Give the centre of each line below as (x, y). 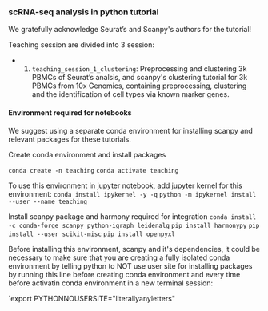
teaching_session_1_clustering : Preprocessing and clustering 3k (139, 69)
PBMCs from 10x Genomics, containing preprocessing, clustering (139, 86)
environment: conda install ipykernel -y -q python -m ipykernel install (132, 193)
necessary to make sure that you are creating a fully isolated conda (119, 257)
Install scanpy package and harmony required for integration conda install (132, 216)
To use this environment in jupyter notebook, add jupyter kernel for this (125, 185)
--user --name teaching (48, 201)
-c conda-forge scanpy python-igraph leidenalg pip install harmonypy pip (134, 225)
